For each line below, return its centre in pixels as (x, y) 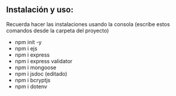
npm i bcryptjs (33, 80)
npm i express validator (44, 61)
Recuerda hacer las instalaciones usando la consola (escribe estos (88, 24)
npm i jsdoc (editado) (41, 73)
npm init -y (28, 42)
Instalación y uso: (40, 10)
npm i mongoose (35, 67)
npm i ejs (26, 48)
